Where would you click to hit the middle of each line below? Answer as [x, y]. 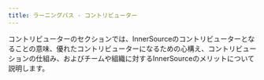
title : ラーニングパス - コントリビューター [73, 15]
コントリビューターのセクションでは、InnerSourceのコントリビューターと [128, 38]
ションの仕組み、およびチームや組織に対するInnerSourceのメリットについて [131, 58]
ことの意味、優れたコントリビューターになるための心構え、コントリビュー [136, 49]
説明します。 [29, 68]
